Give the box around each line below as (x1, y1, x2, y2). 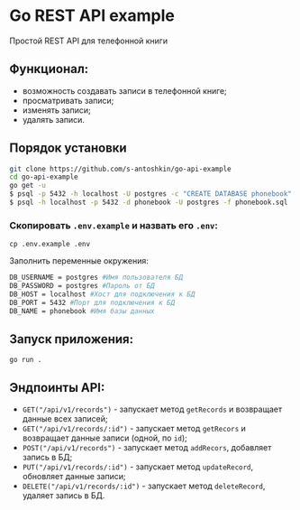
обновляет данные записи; (22, 471, 126, 482)
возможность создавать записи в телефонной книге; (22, 85, 227, 96)
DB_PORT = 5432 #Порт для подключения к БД (9, 298, 176, 307)
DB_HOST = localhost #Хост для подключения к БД (9, 290, 195, 299)
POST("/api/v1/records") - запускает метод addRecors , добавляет (22, 442, 272, 453)
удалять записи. (22, 114, 86, 125)
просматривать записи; (22, 95, 114, 106)
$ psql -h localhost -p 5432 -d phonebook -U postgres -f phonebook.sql (9, 198, 288, 208)
